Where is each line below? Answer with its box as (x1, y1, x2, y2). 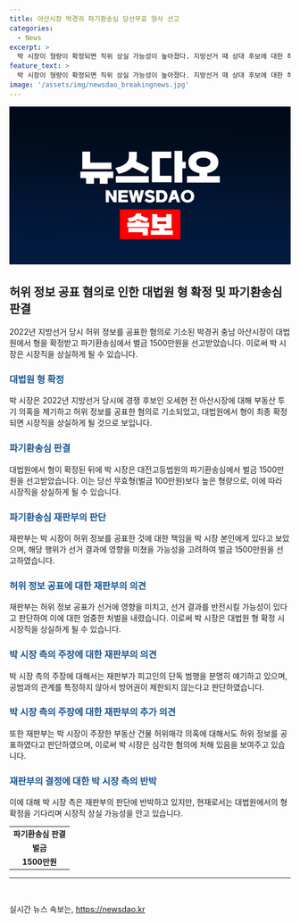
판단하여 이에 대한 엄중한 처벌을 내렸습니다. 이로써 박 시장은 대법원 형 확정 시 (18, 612, 286, 624)
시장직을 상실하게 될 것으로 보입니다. (25, 418, 153, 428)
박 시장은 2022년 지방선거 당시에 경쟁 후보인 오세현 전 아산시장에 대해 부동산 (9, 395, 277, 406)
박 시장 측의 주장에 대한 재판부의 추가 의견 (9, 706, 177, 719)
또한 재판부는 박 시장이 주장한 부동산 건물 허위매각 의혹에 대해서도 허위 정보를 (9, 728, 279, 738)
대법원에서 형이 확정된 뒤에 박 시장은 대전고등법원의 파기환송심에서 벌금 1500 (9, 464, 278, 475)
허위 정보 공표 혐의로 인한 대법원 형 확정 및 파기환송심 (9, 284, 283, 299)
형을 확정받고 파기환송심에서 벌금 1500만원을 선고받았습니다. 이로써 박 (32, 337, 278, 348)
